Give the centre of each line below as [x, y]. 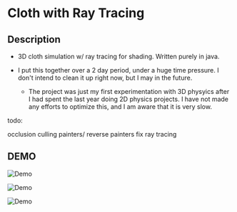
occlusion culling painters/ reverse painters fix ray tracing [92, 134]
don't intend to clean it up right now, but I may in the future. [105, 78]
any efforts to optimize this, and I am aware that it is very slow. [120, 107]
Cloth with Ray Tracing [76, 13]
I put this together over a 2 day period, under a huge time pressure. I [118, 70]
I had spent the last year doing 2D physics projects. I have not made [128, 99]
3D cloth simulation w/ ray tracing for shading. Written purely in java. [118, 56]
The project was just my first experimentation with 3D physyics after [129, 91]
